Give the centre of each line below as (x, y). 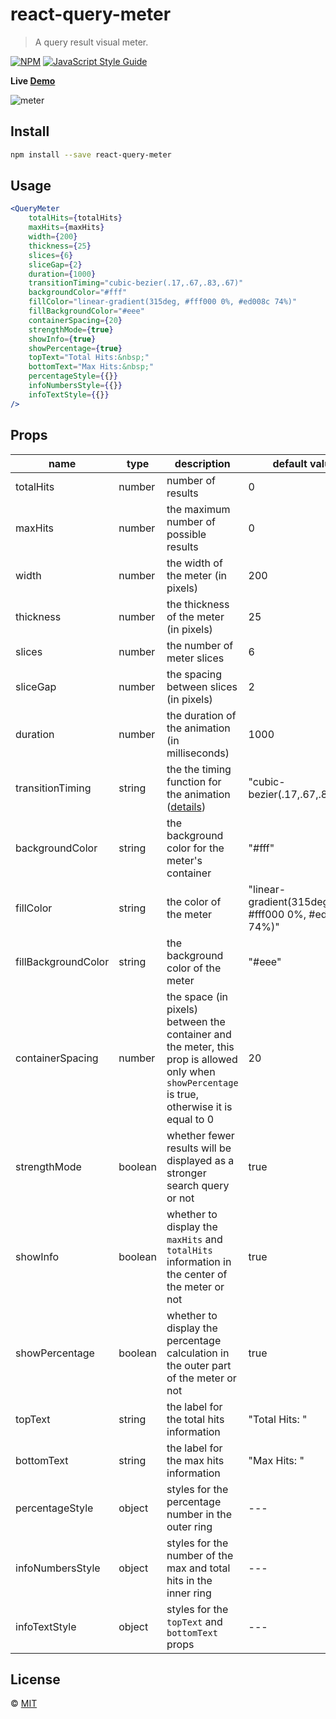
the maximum (198, 509)
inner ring (189, 1593)
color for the (195, 848)
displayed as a (200, 1160)
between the (196, 1021)
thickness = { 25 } (60, 246)
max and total (198, 1568)
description (202, 463)
